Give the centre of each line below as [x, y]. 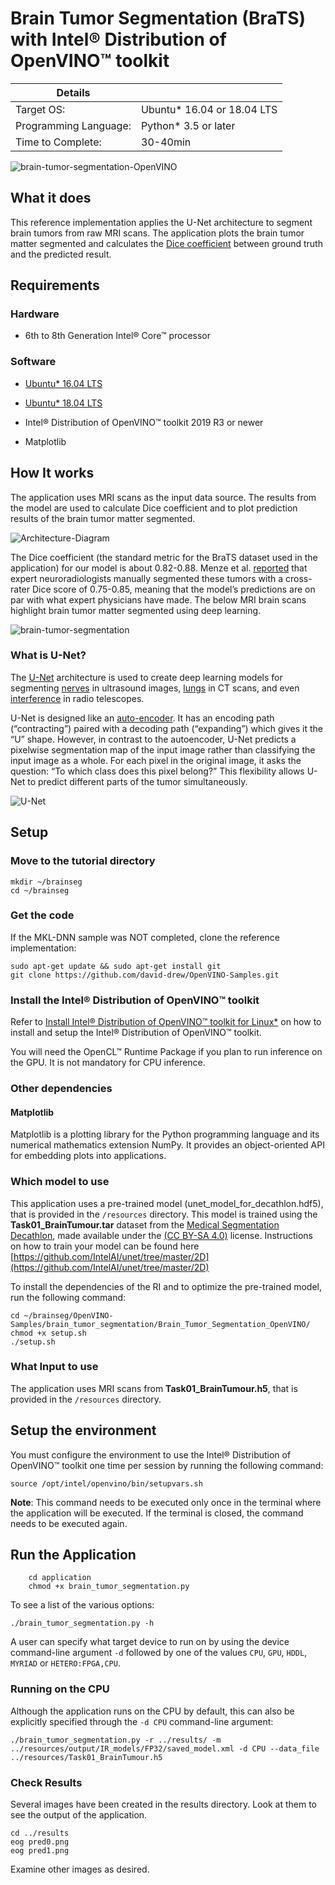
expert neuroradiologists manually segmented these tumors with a [147, 578]
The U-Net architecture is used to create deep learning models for [146, 677]
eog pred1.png [40, 1851]
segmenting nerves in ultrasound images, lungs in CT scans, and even [155, 688]
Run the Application [73, 1555]
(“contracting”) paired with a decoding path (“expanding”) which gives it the [166, 728]
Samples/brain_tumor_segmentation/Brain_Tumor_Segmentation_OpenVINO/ [160, 1324]
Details [73, 92]
